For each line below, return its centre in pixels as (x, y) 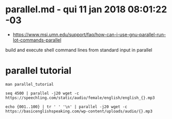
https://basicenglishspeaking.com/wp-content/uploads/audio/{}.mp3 (79, 111)
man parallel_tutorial (30, 84)
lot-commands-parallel (37, 40)
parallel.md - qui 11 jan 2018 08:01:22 (86, 9)
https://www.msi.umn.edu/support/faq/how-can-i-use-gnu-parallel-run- (89, 34)
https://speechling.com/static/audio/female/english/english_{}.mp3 (80, 98)
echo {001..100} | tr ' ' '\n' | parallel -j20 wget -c (66, 107)
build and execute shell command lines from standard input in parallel (79, 50)
